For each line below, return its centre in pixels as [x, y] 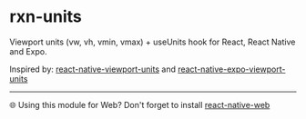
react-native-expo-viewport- [231, 69]
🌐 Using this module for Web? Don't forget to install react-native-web [140, 104]
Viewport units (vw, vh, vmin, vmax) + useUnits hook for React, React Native [153, 42]
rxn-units [46, 17]
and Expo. [28, 51]
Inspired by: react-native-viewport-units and [92, 69]
